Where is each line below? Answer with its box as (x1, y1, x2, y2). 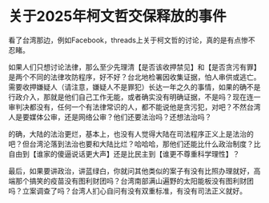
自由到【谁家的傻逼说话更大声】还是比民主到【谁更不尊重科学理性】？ (8, 149, 240, 158)
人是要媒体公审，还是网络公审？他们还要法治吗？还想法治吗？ (8, 112, 212, 121)
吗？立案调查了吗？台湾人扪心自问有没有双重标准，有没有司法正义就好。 (8, 185, 247, 196)
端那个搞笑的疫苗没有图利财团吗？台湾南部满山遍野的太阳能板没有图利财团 (8, 176, 254, 185)
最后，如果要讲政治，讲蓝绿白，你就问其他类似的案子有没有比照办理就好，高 (8, 165, 261, 176)
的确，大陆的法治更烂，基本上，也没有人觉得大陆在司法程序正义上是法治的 (8, 129, 254, 138)
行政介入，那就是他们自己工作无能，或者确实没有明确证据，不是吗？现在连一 (8, 92, 261, 101)
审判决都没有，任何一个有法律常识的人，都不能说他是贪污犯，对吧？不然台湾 (8, 101, 261, 112)
